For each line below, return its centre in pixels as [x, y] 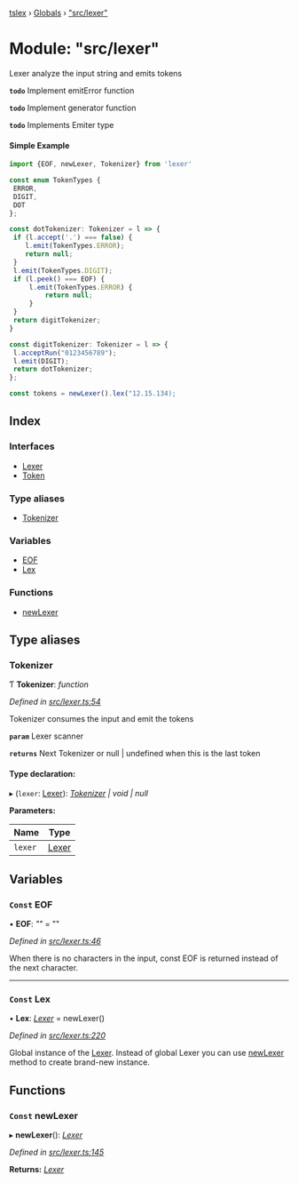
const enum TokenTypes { [55, 180]
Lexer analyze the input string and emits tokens [96, 73]
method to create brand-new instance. [80, 1062]
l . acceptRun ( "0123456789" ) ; [65, 353]
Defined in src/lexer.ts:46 [55, 941]
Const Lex [30, 999]
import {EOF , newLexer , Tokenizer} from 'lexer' [101, 164]
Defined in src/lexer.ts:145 [57, 1152]
